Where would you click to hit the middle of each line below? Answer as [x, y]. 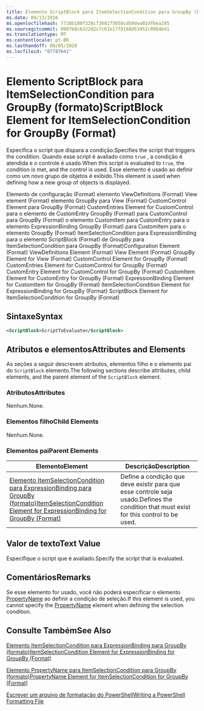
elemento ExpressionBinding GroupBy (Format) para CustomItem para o [96, 226]
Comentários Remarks [49, 578]
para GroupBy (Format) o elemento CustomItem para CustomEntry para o [98, 220]
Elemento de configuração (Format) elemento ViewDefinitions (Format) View [102, 194]
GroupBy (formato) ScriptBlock [85, 107]
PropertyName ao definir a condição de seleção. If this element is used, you [101, 599]
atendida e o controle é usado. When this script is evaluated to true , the [95, 163]
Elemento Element [62, 467]
